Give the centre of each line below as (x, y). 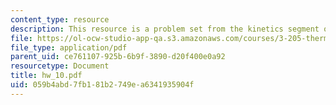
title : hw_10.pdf (46, 76)
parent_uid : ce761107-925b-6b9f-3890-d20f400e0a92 (118, 57)
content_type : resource (60, 19)
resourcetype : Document (60, 66)
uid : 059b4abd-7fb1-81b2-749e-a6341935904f (102, 85)
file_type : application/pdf (69, 47)
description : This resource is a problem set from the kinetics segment (165, 29)
